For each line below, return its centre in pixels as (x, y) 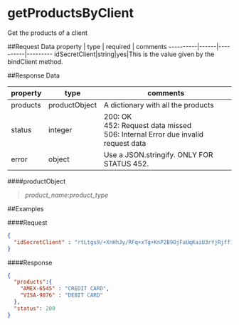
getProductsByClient (70, 13)
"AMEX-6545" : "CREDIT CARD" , (65, 289)
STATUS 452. (126, 164)
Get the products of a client (47, 33)
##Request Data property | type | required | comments (87, 46)
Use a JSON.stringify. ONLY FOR (158, 154)
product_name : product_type (67, 195)
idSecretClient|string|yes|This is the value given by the (134, 54)
